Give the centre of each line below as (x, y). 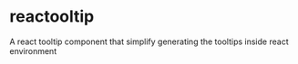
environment (33, 50)
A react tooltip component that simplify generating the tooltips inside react (149, 41)
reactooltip (52, 17)
